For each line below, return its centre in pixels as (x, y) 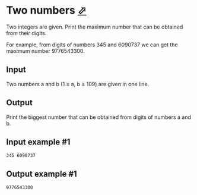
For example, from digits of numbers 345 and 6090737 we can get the (92, 45)
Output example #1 (42, 174)
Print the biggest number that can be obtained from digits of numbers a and (99, 117)
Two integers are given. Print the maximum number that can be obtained (95, 27)
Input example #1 (38, 142)
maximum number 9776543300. (45, 51)
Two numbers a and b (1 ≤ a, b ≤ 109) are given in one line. (78, 84)
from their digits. (26, 33)
